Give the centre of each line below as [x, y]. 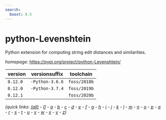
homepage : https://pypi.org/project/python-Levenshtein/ [63, 62]
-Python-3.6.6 [47, 82]
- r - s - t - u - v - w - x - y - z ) [36, 112]
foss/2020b [81, 95]
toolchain [81, 74]
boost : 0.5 [21, 14]
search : [13, 10]
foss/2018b [81, 82]
